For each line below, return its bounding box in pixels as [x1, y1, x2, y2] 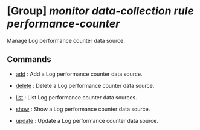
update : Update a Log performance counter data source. [15, 117, 159, 124]
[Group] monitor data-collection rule [7, 4, 194, 18]
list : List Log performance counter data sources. [15, 93, 138, 101]
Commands [7, 54, 52, 64]
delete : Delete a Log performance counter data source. [15, 82, 155, 89]
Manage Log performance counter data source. [7, 37, 126, 44]
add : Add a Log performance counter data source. [15, 70, 143, 78]
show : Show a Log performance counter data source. [15, 105, 150, 113]
